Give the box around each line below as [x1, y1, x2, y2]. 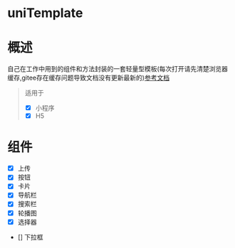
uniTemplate [7, 5, 83, 21]
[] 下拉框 [17, 232, 43, 241]
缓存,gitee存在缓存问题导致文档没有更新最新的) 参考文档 [7, 73, 169, 82]
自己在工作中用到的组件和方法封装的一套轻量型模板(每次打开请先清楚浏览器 [7, 65, 229, 73]
